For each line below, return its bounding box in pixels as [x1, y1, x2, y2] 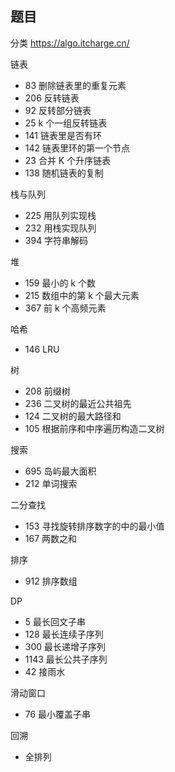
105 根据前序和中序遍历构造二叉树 [24, 422, 165, 434]
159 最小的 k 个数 [24, 277, 96, 289]
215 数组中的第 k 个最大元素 [24, 289, 140, 301]
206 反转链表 [24, 92, 80, 104]
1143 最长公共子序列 [24, 653, 108, 665]
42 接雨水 [24, 665, 66, 677]
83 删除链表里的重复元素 [24, 79, 127, 91]
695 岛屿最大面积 [24, 465, 97, 477]
